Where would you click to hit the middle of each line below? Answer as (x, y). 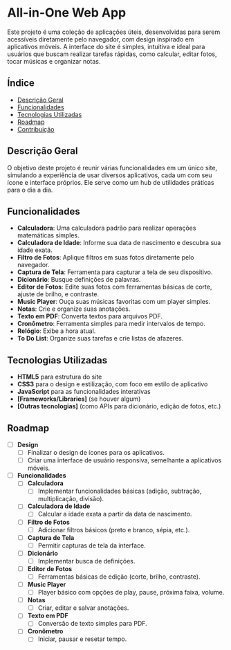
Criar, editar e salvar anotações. (83, 608)
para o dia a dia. (30, 190)
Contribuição (36, 129)
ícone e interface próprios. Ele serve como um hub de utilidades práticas (111, 182)
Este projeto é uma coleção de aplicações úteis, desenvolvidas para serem (114, 32)
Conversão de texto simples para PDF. (92, 624)
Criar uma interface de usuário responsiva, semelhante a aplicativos (124, 460)
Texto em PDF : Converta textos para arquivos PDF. (90, 316)
